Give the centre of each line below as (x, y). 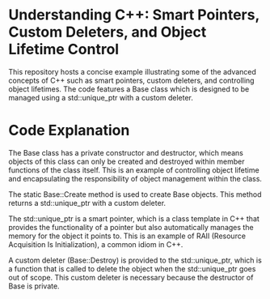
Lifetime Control (64, 49)
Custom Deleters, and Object (108, 32)
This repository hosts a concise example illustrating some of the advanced (133, 71)
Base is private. (34, 286)
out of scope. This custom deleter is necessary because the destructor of (131, 277)
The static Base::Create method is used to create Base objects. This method (135, 194)
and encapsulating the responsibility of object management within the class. (135, 178)
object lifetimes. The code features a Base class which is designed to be (129, 89)
